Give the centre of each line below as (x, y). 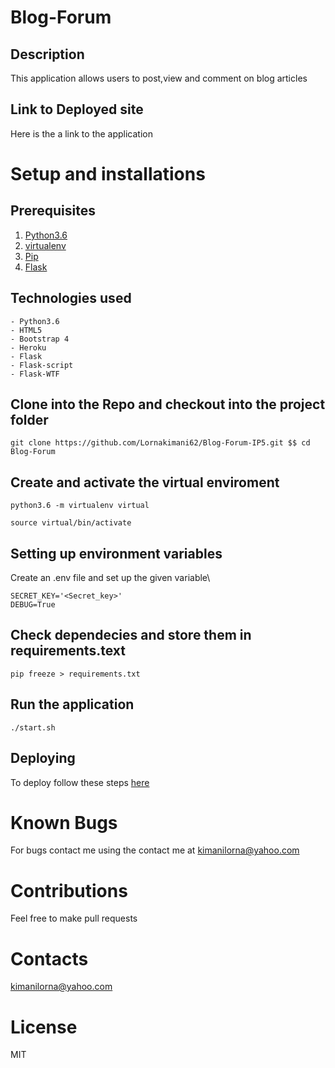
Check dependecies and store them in (131, 635)
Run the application (72, 704)
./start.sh (33, 727)
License (44, 1027)
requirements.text (68, 651)
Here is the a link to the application (82, 133)
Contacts (49, 958)
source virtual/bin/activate (71, 523)
